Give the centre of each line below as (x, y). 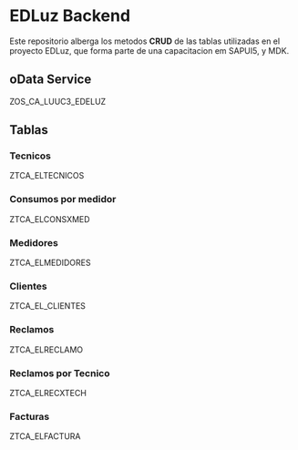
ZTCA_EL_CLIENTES (48, 306)
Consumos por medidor (63, 199)
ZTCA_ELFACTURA (45, 436)
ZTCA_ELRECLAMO (46, 349)
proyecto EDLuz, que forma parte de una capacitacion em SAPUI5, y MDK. (149, 50)
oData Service (51, 80)
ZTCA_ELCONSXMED (50, 219)
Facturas (30, 416)
